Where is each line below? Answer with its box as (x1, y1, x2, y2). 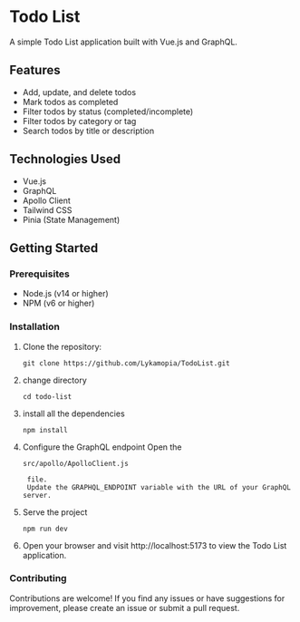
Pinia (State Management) (22, 214, 121, 225)
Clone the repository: (22, 341, 102, 352)
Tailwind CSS (22, 204, 73, 215)
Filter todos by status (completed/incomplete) (22, 106, 194, 117)
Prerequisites (9, 267, 70, 280)
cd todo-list (22, 392, 73, 401)
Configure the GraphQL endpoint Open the (22, 442, 183, 452)
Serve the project (22, 506, 88, 518)
